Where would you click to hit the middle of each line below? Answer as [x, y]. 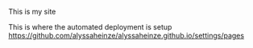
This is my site [32, 12]
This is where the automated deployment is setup [90, 27]
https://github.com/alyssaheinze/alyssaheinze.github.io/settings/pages [126, 36]
